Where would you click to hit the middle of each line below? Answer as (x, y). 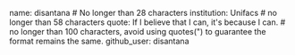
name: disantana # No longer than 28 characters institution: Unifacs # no (143, 13)
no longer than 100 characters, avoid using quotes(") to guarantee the (138, 31)
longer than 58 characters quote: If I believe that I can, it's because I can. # (147, 22)
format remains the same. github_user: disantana (99, 41)
